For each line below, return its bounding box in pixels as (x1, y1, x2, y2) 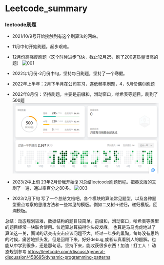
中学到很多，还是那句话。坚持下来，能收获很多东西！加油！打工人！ (13, 243, 150, 248)
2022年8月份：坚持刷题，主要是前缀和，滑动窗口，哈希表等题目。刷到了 (12, 91, 158, 97)
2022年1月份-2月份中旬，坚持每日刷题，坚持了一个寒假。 (12, 70, 128, 76)
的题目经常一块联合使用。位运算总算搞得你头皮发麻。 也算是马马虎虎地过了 (5, 224, 156, 230)
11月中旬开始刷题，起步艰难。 (12, 44, 72, 49)
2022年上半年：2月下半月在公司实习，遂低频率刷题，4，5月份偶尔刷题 (12, 81, 155, 87)
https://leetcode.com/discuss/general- (27, 249, 106, 255)
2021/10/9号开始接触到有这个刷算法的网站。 (12, 33, 101, 39)
